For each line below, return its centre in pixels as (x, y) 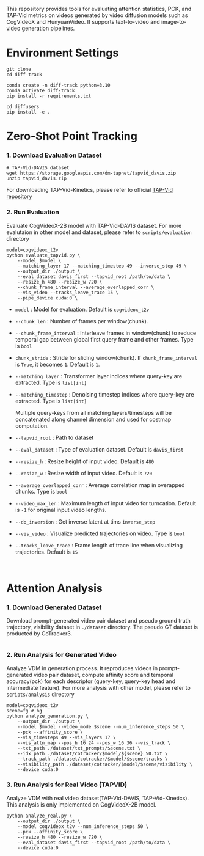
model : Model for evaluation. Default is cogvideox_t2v (82, 309)
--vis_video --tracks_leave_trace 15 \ (68, 293)
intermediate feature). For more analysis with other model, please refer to (98, 687)
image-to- (174, 22)
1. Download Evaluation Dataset (54, 155)
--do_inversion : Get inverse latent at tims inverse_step (85, 521)
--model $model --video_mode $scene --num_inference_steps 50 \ (101, 726)
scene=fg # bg (24, 711)
